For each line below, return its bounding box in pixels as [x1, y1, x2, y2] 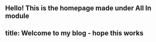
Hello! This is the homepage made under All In [5, 4, 151, 12]
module [5, 12, 29, 20]
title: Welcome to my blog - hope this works [5, 28, 143, 37]
